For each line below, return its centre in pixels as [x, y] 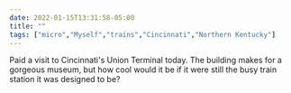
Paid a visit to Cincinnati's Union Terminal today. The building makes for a [145, 60]
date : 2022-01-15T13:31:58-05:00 [72, 18]
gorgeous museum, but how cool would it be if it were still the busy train [143, 70]
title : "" [28, 26]
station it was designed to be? [65, 79]
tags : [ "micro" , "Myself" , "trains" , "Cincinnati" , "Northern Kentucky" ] [143, 34]
